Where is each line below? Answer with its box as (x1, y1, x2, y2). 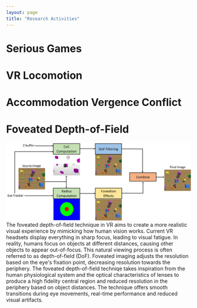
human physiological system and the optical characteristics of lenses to (6, 271, 179, 279)
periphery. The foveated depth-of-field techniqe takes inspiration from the (6, 265, 186, 272)
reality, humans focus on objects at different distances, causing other (6, 240, 174, 247)
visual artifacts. (6, 296, 43, 303)
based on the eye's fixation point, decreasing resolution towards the (6, 259, 171, 266)
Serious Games (6, 42, 82, 55)
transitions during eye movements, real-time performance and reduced (6, 290, 178, 297)
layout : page (6, 9, 38, 15)
